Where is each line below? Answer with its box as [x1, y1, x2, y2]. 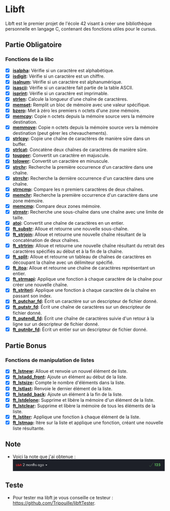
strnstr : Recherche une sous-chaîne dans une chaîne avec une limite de [12, 208, 164, 215]
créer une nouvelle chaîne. [12, 282, 68, 288]
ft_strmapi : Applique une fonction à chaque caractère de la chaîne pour [12, 276, 163, 282]
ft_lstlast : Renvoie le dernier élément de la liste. [12, 385, 113, 392]
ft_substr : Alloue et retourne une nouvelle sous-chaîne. [12, 225, 129, 232]
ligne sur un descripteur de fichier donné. [12, 321, 100, 327]
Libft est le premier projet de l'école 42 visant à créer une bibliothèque [5, 20, 152, 26]
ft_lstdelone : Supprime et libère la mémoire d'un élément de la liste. [12, 397, 155, 403]
